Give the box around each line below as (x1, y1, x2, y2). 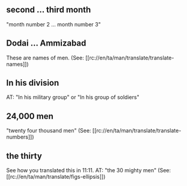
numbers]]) (6, 133, 34, 140)
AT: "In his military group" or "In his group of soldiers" (6, 94, 139, 101)
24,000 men (6, 111, 54, 121)
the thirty (6, 151, 42, 161)
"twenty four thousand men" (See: (6, 127, 91, 134)
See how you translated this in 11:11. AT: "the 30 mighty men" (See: (6, 167, 171, 174)
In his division (6, 78, 60, 88)
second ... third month (6, 5, 91, 15)
